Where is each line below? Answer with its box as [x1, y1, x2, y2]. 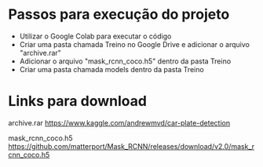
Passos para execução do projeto [8, 5, 230, 24]
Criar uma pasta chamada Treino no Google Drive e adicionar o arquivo [19, 39, 250, 49]
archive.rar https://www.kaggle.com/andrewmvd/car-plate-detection [8, 118, 230, 127]
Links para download [8, 93, 148, 111]
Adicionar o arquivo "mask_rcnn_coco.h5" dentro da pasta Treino [19, 56, 232, 66]
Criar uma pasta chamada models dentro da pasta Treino [19, 64, 204, 74]
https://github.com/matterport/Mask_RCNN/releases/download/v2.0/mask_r [8, 141, 255, 151]
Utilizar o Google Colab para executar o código [19, 31, 172, 41]
